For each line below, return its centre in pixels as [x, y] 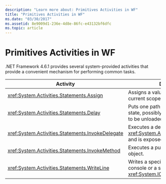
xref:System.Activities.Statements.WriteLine [59, 168]
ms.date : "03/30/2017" [28, 19]
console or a [143, 168]
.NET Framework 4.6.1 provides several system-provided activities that [77, 66]
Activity [65, 84]
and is [135, 139]
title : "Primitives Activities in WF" [45, 14]
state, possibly [145, 113]
